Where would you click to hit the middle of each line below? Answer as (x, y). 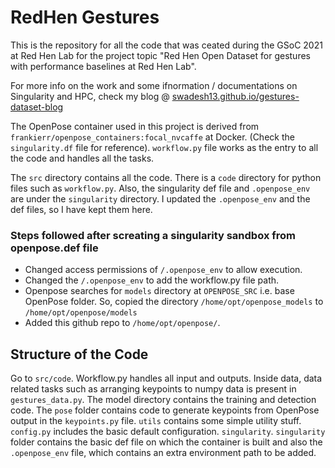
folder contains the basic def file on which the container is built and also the (166, 442)
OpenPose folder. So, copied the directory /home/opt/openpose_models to (174, 302)
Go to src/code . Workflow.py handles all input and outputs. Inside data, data (166, 378)
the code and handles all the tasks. (82, 158)
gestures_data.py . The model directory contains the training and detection (163, 400)
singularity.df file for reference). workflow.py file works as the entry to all (164, 147)
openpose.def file (54, 248)
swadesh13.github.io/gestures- (235, 96)
